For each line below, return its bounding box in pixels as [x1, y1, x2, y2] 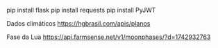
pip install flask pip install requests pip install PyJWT [6, 6, 156, 14]
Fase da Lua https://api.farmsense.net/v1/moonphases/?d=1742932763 [6, 33, 211, 41]
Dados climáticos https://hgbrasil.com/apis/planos [6, 19, 151, 27]
